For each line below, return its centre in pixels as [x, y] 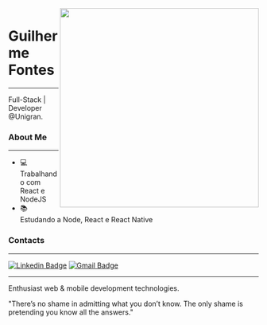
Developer [25, 108]
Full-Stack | [27, 100]
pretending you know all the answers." [71, 312]
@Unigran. [26, 116]
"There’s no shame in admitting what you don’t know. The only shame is [126, 303]
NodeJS [33, 199]
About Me [28, 137]
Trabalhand [39, 174]
